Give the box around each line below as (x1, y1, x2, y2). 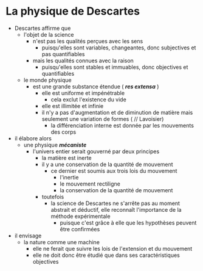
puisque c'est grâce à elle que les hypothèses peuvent (60, 219, 197, 226)
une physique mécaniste (23, 141, 87, 148)
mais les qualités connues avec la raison (32, 57, 134, 64)
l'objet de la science (23, 31, 74, 38)
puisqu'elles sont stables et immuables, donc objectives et (41, 63, 188, 71)
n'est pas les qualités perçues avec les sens (32, 37, 143, 45)
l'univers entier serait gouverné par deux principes (32, 148, 160, 155)
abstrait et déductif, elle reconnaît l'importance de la (50, 206, 182, 213)
